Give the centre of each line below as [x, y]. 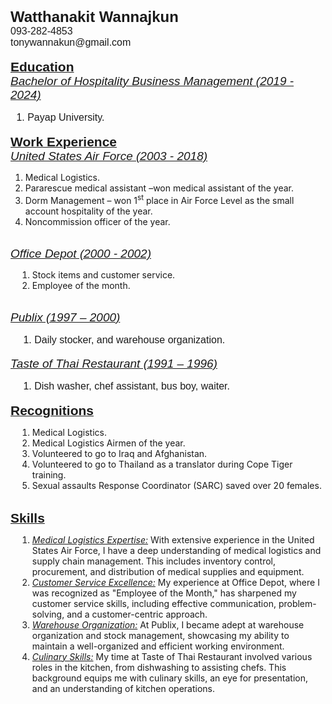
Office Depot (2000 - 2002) [81, 253]
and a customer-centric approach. [137, 614]
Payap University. [66, 117]
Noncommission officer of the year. [97, 221]
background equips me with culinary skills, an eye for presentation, [170, 678]
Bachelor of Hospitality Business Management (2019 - [152, 81]
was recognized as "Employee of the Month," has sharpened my [164, 593]
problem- [297, 603]
